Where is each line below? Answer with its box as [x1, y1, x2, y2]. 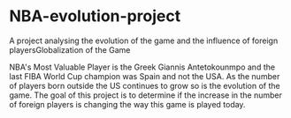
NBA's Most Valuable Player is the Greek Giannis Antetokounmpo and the [9, 62, 276, 72]
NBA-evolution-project [9, 6, 181, 26]
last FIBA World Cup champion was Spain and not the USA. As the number [9, 70, 280, 81]
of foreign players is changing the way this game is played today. [9, 99, 246, 109]
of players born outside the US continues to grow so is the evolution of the [9, 80, 280, 91]
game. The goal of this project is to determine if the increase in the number [9, 90, 283, 100]
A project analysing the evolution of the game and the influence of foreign [9, 35, 279, 46]
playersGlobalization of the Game [9, 44, 131, 55]
